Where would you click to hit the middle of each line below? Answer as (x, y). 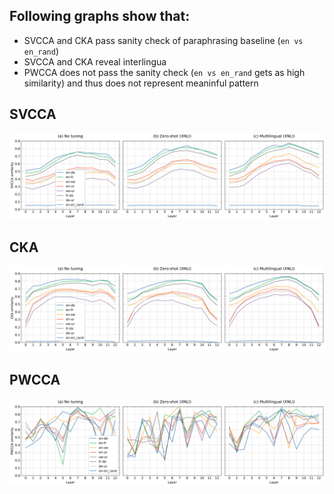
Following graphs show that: (100, 16)
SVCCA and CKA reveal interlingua (95, 61)
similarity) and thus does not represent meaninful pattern (141, 83)
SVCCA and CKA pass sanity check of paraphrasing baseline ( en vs (163, 40)
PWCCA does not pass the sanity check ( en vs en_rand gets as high (164, 72)
